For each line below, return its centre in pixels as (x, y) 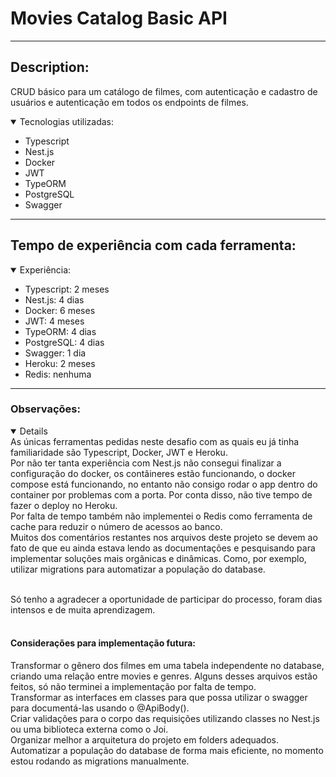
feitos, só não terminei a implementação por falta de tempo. (133, 687)
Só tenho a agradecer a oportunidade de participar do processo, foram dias (166, 599)
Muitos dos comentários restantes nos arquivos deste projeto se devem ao (164, 537)
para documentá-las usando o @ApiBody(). (100, 708)
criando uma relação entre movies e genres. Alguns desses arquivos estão (164, 676)
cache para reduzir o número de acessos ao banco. (116, 526)
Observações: (45, 409)
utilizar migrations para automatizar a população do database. (138, 569)
